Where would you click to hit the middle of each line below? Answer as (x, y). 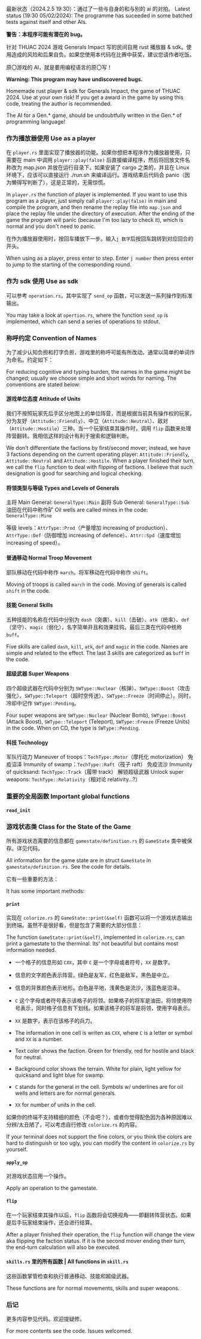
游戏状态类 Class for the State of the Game (68, 827)
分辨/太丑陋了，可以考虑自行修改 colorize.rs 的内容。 (73, 1125)
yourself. (17, 1149)
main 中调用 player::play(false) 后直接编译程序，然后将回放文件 (104, 160)
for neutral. (29, 1057)
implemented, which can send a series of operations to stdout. (83, 321)
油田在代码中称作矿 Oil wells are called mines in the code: (77, 510)
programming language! (36, 121)
